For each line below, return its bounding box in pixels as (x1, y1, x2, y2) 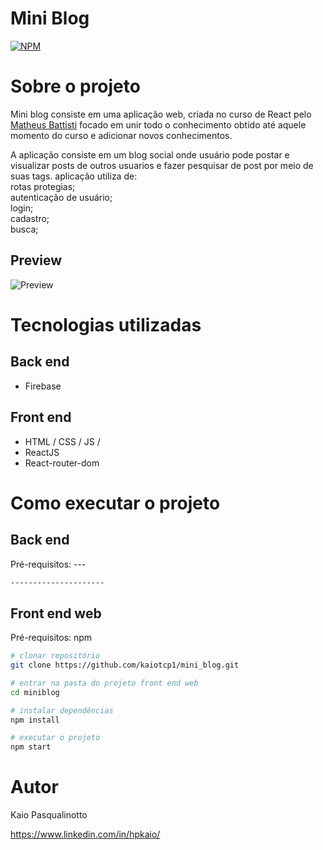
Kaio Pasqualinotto (10, 809, 88, 821)
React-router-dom (24, 457, 100, 469)
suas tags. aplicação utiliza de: (10, 170, 138, 182)
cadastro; (10, 212, 50, 224)
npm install (10, 715, 60, 725)
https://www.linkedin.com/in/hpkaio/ (10, 828, 161, 841)
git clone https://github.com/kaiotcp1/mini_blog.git (10, 660, 240, 671)
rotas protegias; (10, 180, 76, 192)
